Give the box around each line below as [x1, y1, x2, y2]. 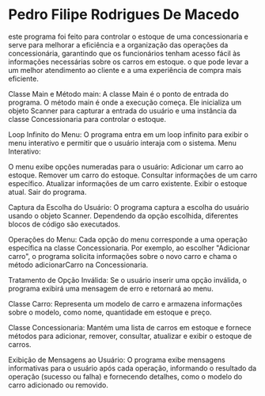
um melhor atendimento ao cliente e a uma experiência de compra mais [8, 65, 242, 74]
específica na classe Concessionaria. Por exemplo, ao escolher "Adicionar [8, 243, 251, 253]
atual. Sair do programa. [8, 187, 87, 196]
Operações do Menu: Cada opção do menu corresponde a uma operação [8, 234, 248, 244]
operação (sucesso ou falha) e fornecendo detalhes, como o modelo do [8, 371, 243, 381]
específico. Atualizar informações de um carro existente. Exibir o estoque [8, 178, 248, 188]
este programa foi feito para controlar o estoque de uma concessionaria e [8, 32, 249, 41]
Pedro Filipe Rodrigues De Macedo [8, 6, 240, 24]
